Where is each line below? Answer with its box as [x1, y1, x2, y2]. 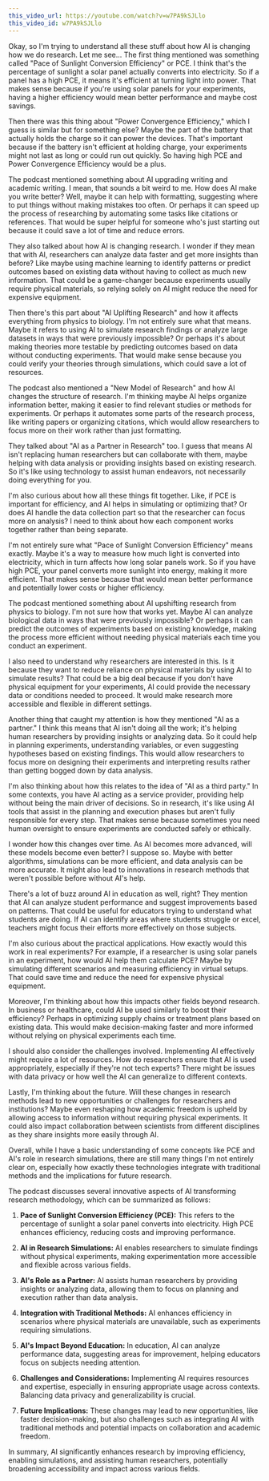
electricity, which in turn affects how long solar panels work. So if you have [8, 557, 256, 567]
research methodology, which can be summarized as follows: [8, 1195, 211, 1205]
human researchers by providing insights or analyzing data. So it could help [8, 731, 258, 741]
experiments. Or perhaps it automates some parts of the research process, [8, 408, 255, 418]
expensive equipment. [8, 292, 82, 301]
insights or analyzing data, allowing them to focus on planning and [19, 1284, 239, 1293]
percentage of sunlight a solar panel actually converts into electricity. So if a [8, 67, 259, 76]
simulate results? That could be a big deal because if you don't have [8, 673, 234, 683]
